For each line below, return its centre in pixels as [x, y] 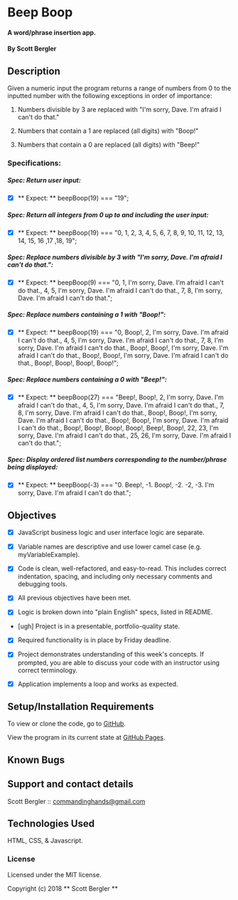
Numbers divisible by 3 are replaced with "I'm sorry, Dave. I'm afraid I [119, 110]
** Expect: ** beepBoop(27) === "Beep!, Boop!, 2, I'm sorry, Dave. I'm [120, 397]
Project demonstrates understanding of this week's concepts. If [111, 655]
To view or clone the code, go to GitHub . [67, 724]
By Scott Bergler [32, 49]
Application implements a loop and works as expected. [98, 684]
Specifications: [34, 163]
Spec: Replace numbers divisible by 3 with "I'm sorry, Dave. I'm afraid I [115, 257]
